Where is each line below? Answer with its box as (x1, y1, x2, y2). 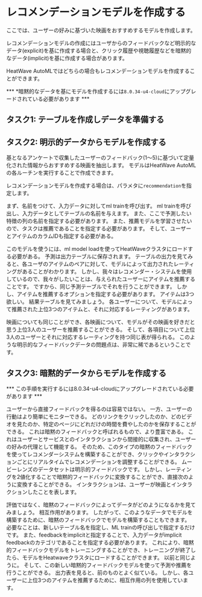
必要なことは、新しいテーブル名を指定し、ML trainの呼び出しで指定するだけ (6, 523, 195, 531)
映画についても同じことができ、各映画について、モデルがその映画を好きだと (6, 318, 195, 326)
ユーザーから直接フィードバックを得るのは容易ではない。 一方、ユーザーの (6, 405, 193, 412)
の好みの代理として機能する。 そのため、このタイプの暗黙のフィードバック (6, 443, 193, 450)
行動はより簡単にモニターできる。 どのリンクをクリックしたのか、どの (6, 412, 182, 420)
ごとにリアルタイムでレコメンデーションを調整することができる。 (16, 458, 181, 465)
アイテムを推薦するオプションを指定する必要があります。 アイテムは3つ (16, 291, 195, 298)
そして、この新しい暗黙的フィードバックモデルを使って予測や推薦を (23, 561, 192, 569)
